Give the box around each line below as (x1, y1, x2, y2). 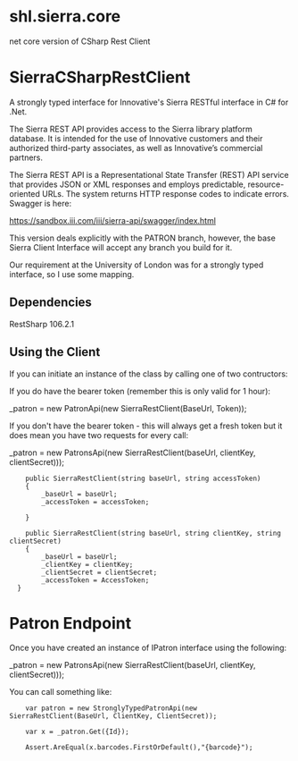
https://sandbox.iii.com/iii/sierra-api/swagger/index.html (9, 215, 217, 225)
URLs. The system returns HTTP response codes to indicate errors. (41, 188, 290, 199)
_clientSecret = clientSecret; (41, 568, 158, 577)
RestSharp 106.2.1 (9, 318, 74, 329)
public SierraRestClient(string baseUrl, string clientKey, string (25, 528, 281, 537)
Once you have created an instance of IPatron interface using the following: (9, 642, 287, 654)
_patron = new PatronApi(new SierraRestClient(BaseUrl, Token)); (9, 402, 247, 413)
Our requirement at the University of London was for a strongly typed (9, 259, 264, 270)
